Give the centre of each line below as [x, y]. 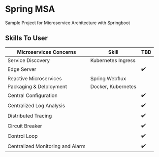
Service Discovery [29, 60]
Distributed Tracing [30, 116]
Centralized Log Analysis [36, 106]
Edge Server [22, 69]
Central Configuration [32, 95]
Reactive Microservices [35, 78]
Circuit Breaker [25, 126]
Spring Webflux [108, 78]
